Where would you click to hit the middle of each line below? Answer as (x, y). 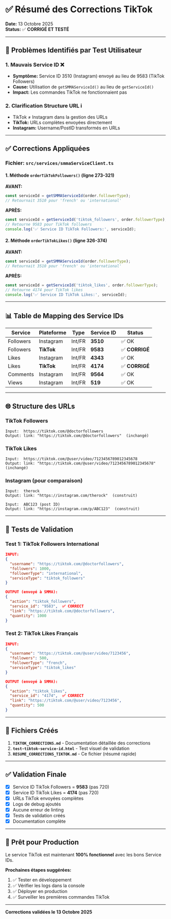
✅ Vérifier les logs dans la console (49, 885)
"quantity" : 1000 (28, 616)
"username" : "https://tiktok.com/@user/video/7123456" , (70, 653)
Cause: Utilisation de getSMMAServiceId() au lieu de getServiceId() (83, 87)
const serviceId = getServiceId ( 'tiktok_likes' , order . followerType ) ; (82, 285)
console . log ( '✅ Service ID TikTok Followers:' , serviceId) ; (71, 229)
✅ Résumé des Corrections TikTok (79, 9)
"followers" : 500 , (30, 658)
